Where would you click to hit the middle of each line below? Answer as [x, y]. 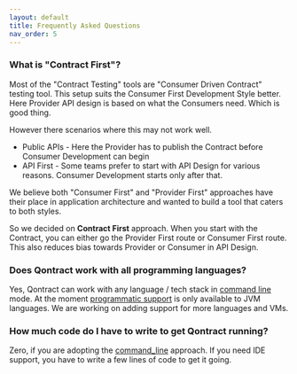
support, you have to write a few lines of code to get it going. [121, 360]
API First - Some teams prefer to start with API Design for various [141, 166]
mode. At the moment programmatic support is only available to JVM [135, 299]
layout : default [39, 17]
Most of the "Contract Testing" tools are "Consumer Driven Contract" [136, 84]
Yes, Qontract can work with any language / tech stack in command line [141, 289]
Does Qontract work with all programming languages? [128, 269]
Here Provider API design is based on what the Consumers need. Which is [145, 103]
